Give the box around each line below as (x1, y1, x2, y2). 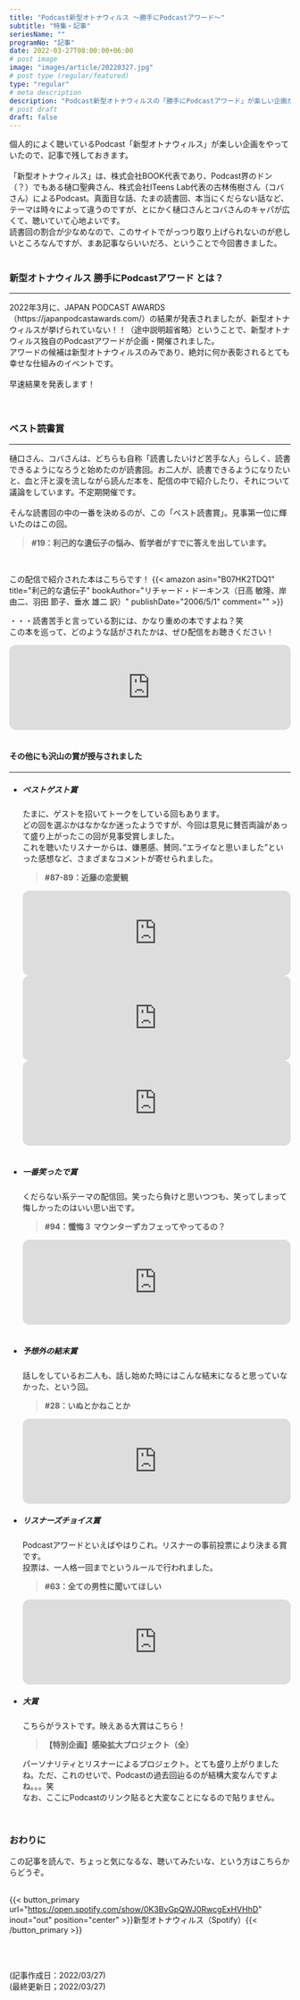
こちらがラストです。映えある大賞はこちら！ (21, 1720, 187, 1731)
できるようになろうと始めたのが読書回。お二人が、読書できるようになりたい (9, 464, 291, 474)
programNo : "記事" (9, 38, 75, 47)
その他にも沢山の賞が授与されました (9, 751, 143, 762)
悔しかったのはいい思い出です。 (21, 1201, 140, 1213)
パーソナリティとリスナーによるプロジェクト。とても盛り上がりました (21, 1758, 279, 1769)
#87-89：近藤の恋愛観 (44, 872, 129, 883)
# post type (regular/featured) (9, 72, 129, 81)
